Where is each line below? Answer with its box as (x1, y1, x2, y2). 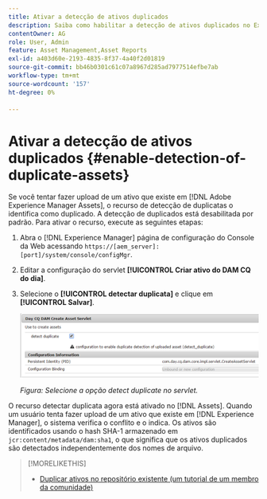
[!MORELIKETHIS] (27, 458, 87, 468)
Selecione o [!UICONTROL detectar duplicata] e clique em (19, 289, 213, 298)
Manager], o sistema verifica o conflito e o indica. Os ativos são (8, 418, 217, 427)
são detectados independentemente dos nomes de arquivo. (8, 442, 204, 453)
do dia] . (19, 274, 46, 283)
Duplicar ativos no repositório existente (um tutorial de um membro (39, 474, 260, 483)
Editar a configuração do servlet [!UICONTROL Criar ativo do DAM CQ (19, 265, 252, 275)
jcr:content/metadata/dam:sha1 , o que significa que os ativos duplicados (8, 435, 248, 444)
